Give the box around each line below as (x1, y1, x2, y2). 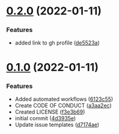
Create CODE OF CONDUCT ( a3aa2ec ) (14, 102, 112, 109)
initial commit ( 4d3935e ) (14, 114, 76, 121)
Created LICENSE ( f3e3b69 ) (14, 108, 85, 115)
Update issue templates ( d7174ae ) (14, 121, 100, 128)
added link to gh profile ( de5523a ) (14, 39, 100, 46)
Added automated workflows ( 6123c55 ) (14, 95, 114, 103)
